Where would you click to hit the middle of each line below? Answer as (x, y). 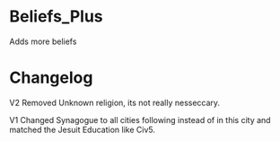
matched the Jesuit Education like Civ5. (82, 129)
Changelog (51, 78)
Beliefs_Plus (56, 17)
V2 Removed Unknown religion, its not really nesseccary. (115, 102)
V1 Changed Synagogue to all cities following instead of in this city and (140, 120)
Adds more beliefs (43, 41)
